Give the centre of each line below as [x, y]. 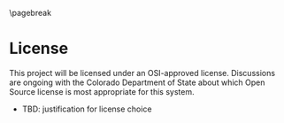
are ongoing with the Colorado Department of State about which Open [137, 82]
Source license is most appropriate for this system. [102, 91]
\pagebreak [30, 13]
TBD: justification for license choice [87, 109]
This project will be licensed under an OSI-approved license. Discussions [142, 73]
